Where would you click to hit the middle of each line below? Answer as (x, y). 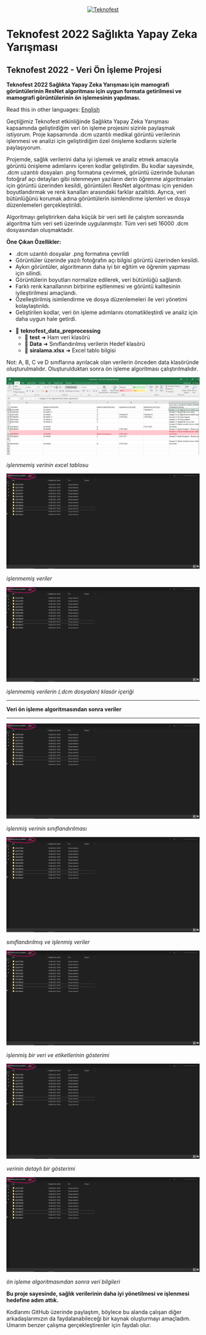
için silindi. (29, 273)
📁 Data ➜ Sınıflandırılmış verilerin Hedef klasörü (85, 344)
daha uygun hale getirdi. (46, 319)
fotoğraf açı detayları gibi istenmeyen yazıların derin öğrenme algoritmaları (101, 179)
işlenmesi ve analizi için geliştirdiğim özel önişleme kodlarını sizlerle (91, 141)
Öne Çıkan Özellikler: (34, 242)
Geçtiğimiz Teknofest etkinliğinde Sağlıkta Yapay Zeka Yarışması (88, 121)
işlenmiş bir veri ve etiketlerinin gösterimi (58, 1055)
